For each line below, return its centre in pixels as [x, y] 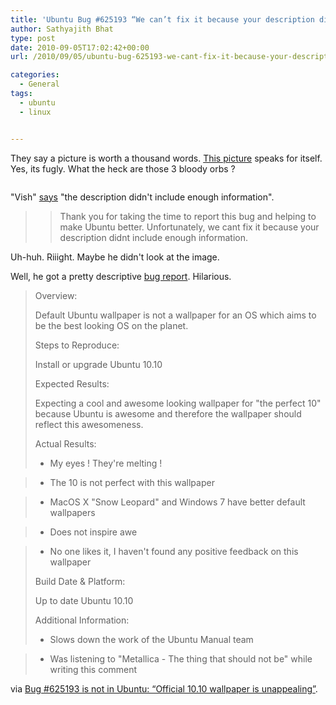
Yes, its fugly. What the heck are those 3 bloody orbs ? [123, 168]
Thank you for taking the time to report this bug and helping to [188, 216]
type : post [33, 38]
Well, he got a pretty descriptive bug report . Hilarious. [121, 276]
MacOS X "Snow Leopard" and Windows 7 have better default [177, 502]
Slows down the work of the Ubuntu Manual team [151, 639]
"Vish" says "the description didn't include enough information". [142, 197]
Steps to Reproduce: [77, 345]
